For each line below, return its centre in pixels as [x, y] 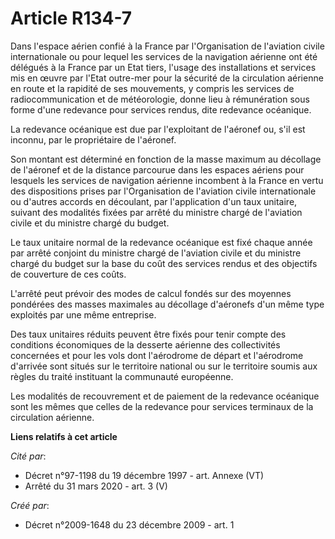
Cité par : [28, 456]
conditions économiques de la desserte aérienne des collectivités [145, 344]
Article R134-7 [71, 18]
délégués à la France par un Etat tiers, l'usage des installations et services [163, 67]
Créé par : [30, 505]
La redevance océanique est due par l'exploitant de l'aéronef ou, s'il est [158, 129]
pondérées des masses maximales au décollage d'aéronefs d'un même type [167, 304]
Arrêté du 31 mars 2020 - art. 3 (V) [96, 486]
